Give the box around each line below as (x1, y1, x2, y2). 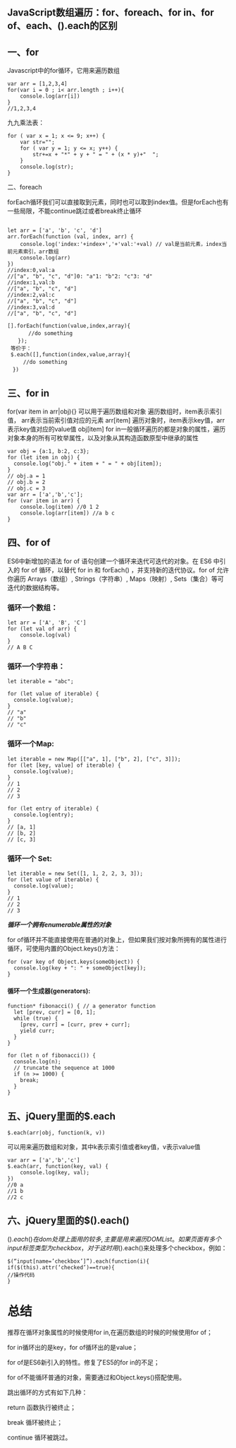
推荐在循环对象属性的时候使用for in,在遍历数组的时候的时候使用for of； (7, 1328, 213, 1336)
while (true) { (13, 1015, 58, 1023)
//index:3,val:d (7, 304, 55, 311)
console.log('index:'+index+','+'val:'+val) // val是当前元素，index (20, 241, 222, 248)
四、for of (7, 536, 51, 549)
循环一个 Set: (7, 854, 53, 864)
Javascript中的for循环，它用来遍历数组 (7, 66, 120, 75)
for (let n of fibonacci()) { (7, 1052, 97, 1059)
